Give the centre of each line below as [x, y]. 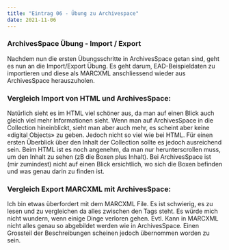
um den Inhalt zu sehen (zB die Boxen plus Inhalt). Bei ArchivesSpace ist [109, 157]
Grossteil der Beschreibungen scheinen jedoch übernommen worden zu [108, 233]
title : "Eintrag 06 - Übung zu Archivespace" [73, 13]
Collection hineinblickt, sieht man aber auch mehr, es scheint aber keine [108, 128]
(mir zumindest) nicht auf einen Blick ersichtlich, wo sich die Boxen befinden [115, 164]
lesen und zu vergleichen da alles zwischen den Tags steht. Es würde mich [113, 211]
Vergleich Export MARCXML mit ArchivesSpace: [89, 189]
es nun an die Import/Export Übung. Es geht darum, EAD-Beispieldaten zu [111, 66]
